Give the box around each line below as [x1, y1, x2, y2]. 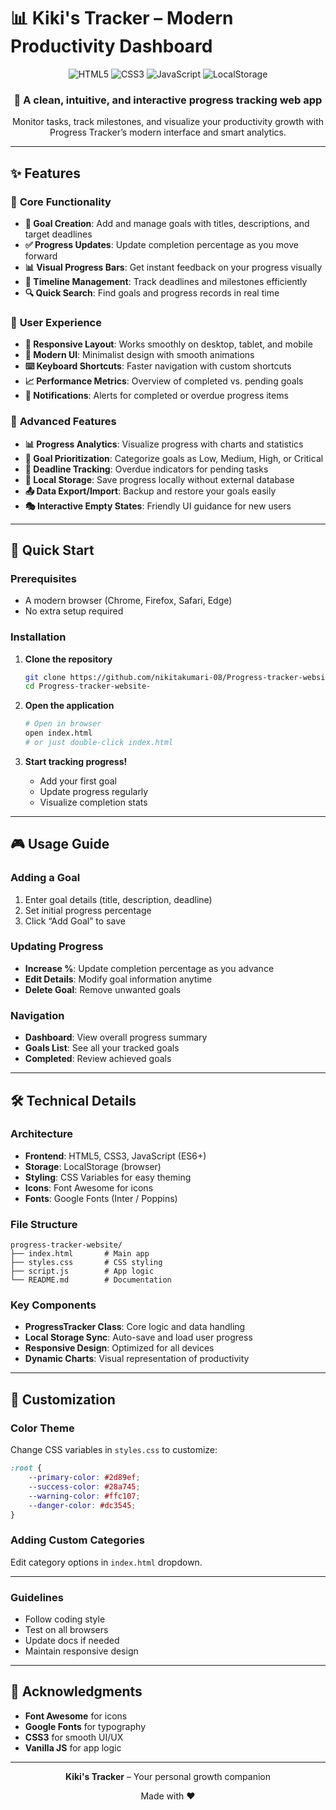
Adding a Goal [10, 871, 81, 885]
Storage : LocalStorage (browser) [24, 1160, 162, 1172]
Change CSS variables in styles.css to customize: [10, 1444, 218, 1456]
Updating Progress [10, 940, 104, 954]
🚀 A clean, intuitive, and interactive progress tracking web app [13, 93, 323, 107]
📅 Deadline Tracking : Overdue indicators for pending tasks [24, 463, 269, 475]
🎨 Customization [10, 1391, 116, 1408]
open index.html [24, 728, 93, 739]
